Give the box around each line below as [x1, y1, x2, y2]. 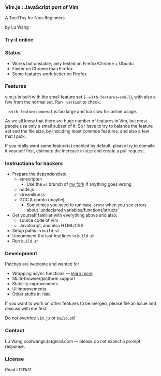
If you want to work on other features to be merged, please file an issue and [5, 300, 156, 307]
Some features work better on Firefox [12, 71, 87, 77]
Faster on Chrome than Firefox [12, 65, 73, 71]
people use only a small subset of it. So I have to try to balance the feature [5, 123, 153, 129]
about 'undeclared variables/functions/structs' [26, 207, 119, 213]
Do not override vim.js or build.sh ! [5, 315, 76, 321]
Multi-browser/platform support [12, 276, 75, 281]
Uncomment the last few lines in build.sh [12, 233, 95, 239]
